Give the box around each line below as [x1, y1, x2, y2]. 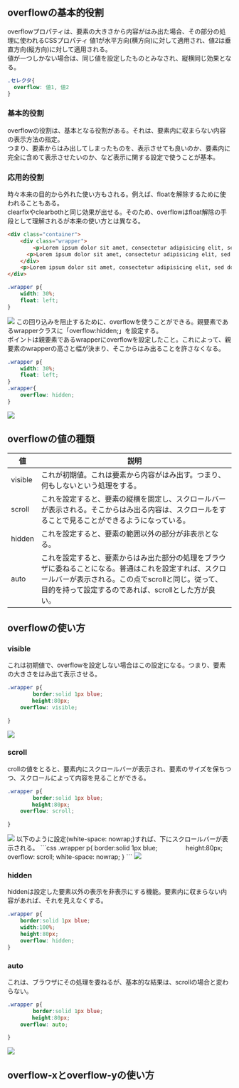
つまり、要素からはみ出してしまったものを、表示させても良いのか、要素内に [7, 143, 231, 152]
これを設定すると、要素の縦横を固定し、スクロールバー [41, 494, 226, 504]
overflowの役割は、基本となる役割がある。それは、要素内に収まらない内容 [7, 126, 226, 134]
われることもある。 [7, 199, 64, 208]
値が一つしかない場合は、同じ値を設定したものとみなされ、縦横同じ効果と [7, 54, 225, 62]
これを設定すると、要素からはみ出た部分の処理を [41, 552, 205, 562]
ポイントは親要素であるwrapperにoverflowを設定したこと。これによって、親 [7, 335, 231, 344]
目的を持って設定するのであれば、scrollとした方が [41, 584, 208, 594]
